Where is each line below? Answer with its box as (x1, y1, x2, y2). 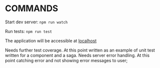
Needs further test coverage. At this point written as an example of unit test (5, 47, 155, 53)
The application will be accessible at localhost (5, 37, 97, 44)
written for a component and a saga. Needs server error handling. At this (5, 52, 150, 58)
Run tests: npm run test (5, 28, 52, 34)
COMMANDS (5, 3, 58, 14)
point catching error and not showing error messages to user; (5, 57, 128, 63)
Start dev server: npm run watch (5, 19, 68, 25)
